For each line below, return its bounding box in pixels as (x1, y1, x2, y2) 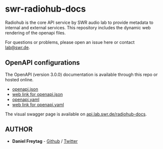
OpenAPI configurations (5, 58, 80, 67)
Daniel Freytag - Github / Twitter (12, 138, 78, 144)
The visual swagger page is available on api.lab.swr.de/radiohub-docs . (5, 111, 147, 117)
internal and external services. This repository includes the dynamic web (5, 24, 151, 30)
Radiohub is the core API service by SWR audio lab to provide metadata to (5, 19, 154, 25)
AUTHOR (5, 125, 33, 133)
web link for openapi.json (12, 91, 63, 97)
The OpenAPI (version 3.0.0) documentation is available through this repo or (5, 72, 158, 77)
